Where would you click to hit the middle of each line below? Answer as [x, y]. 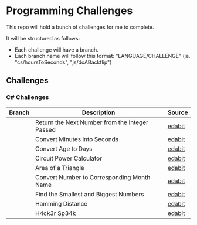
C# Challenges [28, 97]
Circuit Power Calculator [69, 158]
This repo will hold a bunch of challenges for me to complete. [80, 27]
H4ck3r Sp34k [55, 213]
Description [98, 112]
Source [178, 112]
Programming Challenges [69, 11]
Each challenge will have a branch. [56, 50]
